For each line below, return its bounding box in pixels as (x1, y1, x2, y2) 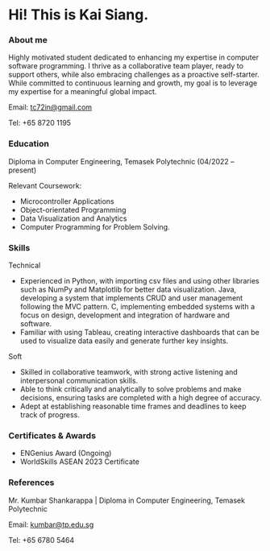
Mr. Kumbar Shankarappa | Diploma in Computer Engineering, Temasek (8, 495, 246, 505)
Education (8, 139, 50, 150)
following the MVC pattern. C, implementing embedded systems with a (19, 302, 255, 312)
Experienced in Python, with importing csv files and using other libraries (19, 276, 260, 286)
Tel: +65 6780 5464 (8, 535, 75, 545)
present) (8, 165, 37, 175)
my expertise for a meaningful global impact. (8, 87, 157, 97)
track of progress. (19, 410, 81, 420)
